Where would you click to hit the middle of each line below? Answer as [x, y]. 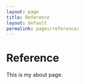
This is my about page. [35, 75]
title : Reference [28, 17]
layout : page [23, 12]
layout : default [27, 23]
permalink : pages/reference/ [43, 28]
